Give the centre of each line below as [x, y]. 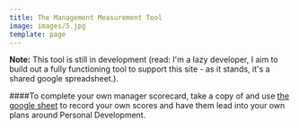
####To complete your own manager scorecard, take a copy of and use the [149, 96]
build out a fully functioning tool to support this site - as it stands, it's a [140, 69]
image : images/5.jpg [48, 26]
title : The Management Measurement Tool [86, 17]
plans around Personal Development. [78, 115]
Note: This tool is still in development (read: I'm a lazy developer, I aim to [144, 60]
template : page [38, 34]
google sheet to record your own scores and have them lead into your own [147, 106]
